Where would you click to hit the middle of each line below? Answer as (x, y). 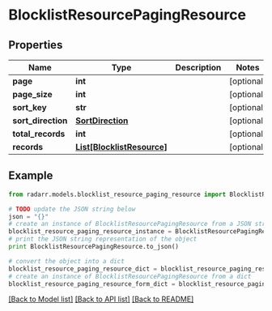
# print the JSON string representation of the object (103, 239)
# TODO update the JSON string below (72, 209)
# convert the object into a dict (67, 261)
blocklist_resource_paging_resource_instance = (90, 232)
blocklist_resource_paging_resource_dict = (83, 269)
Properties (36, 45)
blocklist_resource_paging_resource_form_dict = (92, 284)
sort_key (30, 107)
